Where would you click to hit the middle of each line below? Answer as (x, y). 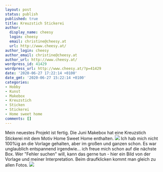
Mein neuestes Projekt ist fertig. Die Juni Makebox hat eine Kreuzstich (76, 132)
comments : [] (18, 118)
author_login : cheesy (27, 50)
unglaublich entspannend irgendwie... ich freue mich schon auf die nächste (81, 149)
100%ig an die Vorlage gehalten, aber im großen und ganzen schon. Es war (81, 143)
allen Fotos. (17, 165)
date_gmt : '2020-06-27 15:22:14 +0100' (46, 78)
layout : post (18, 10)
